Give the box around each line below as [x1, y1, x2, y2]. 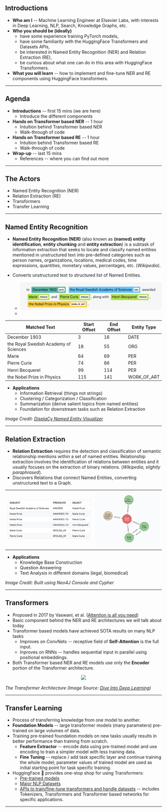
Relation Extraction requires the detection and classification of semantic [12, 448, 162, 454]
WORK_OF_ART [128, 374, 160, 380]
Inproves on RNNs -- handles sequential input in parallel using [19, 649, 147, 655]
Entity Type [131, 324, 157, 330]
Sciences [7, 346, 26, 352]
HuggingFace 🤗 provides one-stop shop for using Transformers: [12, 770, 144, 776]
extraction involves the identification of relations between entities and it [12, 459, 159, 465]
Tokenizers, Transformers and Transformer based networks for [19, 791, 149, 797]
